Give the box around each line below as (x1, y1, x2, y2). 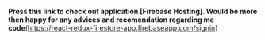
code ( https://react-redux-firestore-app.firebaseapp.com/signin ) (8, 24, 218, 32)
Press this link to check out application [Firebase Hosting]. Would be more (8, 7, 258, 16)
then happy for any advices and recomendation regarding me (8, 15, 214, 24)
